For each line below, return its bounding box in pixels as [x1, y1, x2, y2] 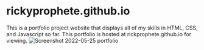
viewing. [6, 37, 27, 44]
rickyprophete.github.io [6, 4, 130, 18]
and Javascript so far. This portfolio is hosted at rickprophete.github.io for [6, 30, 192, 37]
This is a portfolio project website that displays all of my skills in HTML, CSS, [6, 24, 198, 31]
